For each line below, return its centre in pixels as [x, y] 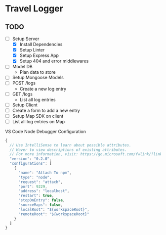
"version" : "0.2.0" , [31, 159]
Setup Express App [39, 55]
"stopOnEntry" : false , [41, 200]
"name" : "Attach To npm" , [45, 173]
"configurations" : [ [31, 164]
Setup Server [26, 39]
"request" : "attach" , [41, 182]
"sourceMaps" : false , [41, 205]
